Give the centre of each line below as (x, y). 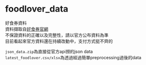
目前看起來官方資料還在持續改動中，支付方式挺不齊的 (59, 41)
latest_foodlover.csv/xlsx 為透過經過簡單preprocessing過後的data (73, 57)
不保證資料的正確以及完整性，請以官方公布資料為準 (57, 35)
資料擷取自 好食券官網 (27, 29)
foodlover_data (37, 9)
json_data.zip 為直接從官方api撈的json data (49, 51)
